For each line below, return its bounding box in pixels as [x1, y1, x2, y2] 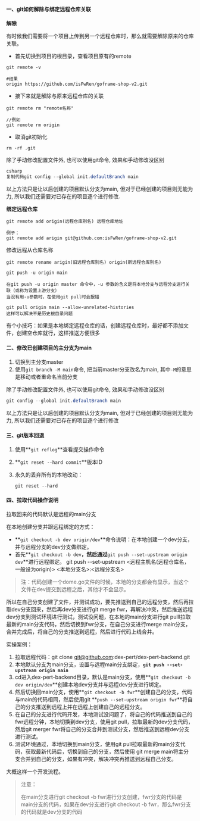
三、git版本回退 [6, 432, 45, 439]
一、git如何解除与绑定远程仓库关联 [6, 5, 91, 13]
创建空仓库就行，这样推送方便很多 [16, 329, 100, 336]
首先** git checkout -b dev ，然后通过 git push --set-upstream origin [14, 551, 187, 558]
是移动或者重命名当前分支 [14, 373, 78, 380]
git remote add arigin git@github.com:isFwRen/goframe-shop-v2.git [6, 235, 177, 241]
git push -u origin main [6, 270, 68, 276]
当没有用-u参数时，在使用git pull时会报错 [6, 294, 99, 300]
